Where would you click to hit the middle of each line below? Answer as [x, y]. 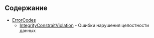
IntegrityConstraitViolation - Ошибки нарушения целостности [84, 25]
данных [28, 30]
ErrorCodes [24, 20]
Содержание [26, 8]
